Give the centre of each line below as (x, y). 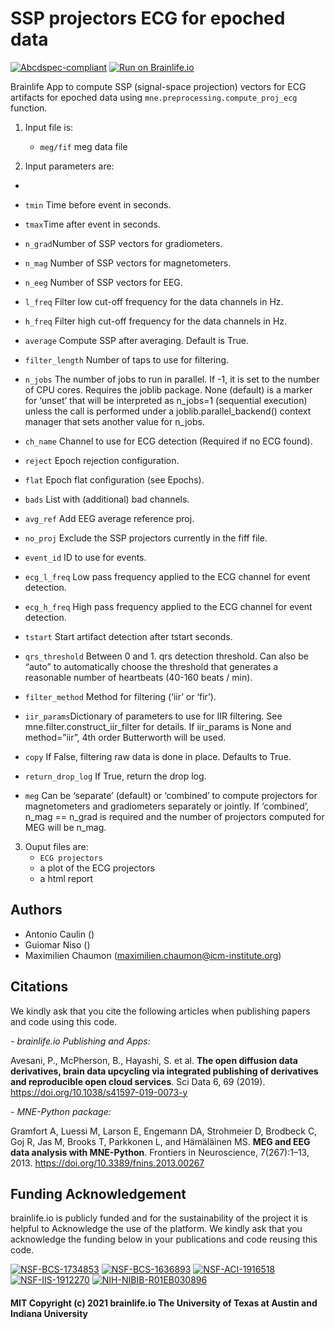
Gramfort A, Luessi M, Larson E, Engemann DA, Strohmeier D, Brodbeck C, (164, 1131)
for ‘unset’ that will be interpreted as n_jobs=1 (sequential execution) (166, 400)
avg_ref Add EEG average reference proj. (109, 518)
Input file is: (49, 127)
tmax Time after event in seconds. (92, 224)
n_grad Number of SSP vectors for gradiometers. (123, 243)
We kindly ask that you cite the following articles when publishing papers (160, 1011)
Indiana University (49, 1313)
